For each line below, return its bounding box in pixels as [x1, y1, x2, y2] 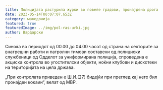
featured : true [5, 21, 37, 26]
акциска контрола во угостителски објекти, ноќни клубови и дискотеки [5, 60, 157, 65]
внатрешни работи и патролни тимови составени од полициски [5, 49, 141, 55]
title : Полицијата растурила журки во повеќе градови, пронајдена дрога [5, 7, 159, 12]
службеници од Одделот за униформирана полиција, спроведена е [5, 54, 148, 60]
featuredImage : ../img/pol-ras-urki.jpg [5, 26, 90, 30]
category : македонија [5, 16, 50, 21]
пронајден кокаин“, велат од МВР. [5, 79, 77, 85]
